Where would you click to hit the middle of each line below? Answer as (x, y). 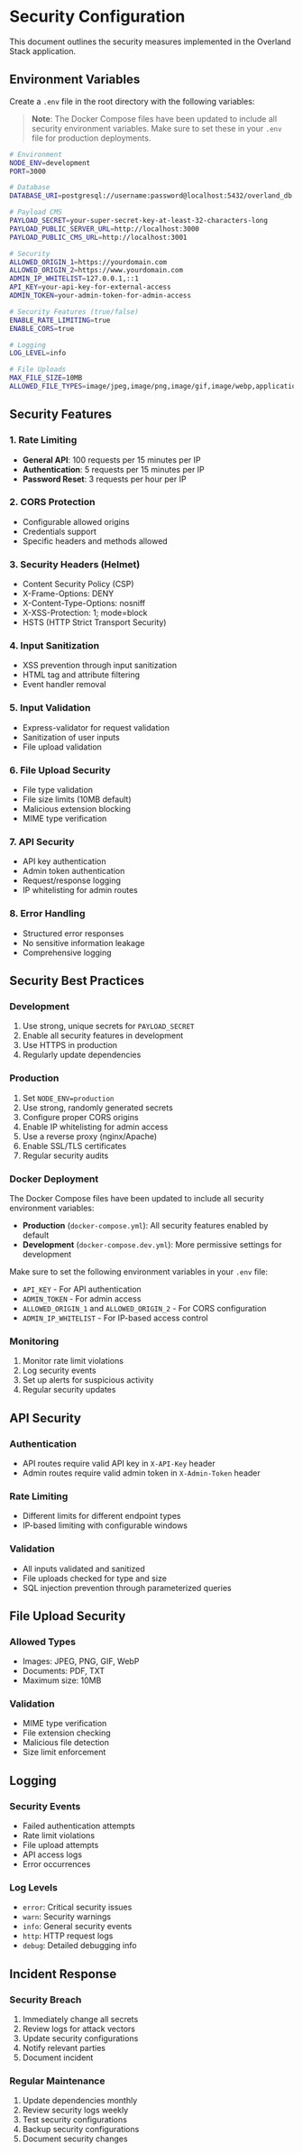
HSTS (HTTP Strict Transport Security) (94, 622)
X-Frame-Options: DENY (68, 593)
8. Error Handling (47, 914)
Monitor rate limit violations (73, 1361)
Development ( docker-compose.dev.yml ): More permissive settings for (152, 1244)
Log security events (59, 1371)
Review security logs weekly (75, 2110)
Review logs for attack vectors (78, 2029)
